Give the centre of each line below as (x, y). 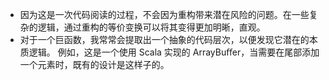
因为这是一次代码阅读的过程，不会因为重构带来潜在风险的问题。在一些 (164, 14)
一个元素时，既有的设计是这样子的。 (94, 64)
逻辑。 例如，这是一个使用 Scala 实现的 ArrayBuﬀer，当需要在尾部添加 (174, 52)
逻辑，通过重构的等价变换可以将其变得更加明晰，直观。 (151, 27)
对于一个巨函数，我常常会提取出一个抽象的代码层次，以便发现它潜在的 (164, 39)
